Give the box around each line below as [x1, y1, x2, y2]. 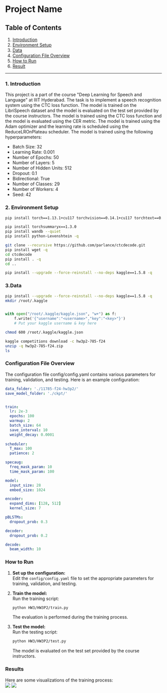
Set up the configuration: [12, 570, 66, 576]
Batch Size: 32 [12, 144, 42, 150]
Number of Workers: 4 [12, 186, 59, 192]
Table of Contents [5, 23, 62, 32]
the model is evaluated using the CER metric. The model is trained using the [5, 118, 161, 124]
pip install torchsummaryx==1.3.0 [5, 224, 77, 229]
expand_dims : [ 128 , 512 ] [9, 501, 61, 506]
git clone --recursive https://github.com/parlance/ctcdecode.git [5, 243, 146, 248]
